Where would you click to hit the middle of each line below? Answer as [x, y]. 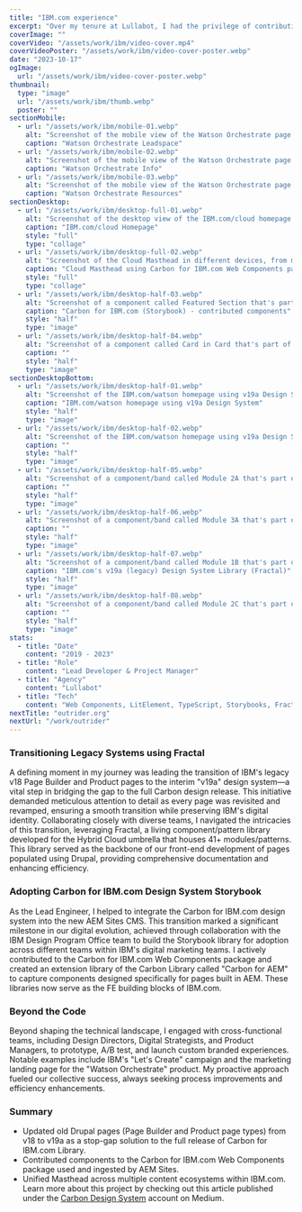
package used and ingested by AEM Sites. [101, 1170]
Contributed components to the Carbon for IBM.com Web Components [153, 1160]
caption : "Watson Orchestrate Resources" [104, 194]
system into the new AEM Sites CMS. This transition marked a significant [144, 921]
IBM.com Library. [54, 1151]
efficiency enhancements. [58, 1089]
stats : [22, 638]
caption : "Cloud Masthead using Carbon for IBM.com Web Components [154, 269]
